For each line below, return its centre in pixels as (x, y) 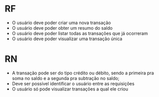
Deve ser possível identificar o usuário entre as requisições (73, 83)
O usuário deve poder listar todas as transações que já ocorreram (80, 33)
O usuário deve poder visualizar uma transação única (67, 39)
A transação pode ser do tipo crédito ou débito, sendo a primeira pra (83, 73)
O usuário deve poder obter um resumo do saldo (62, 28)
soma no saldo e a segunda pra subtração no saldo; (66, 78)
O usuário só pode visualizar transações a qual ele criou (70, 89)
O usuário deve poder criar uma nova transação (61, 23)
